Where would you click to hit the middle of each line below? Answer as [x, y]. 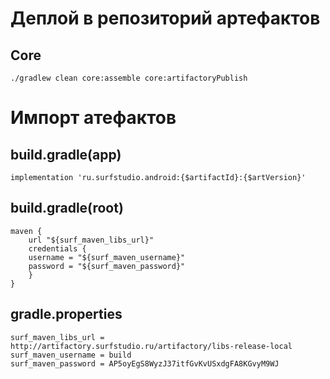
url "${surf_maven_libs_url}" [91, 240]
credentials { [57, 248]
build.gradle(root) [67, 208]
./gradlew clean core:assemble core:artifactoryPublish [129, 78]
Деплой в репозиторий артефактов [165, 18]
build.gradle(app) [66, 154]
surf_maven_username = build [71, 355]
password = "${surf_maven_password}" [107, 266]
